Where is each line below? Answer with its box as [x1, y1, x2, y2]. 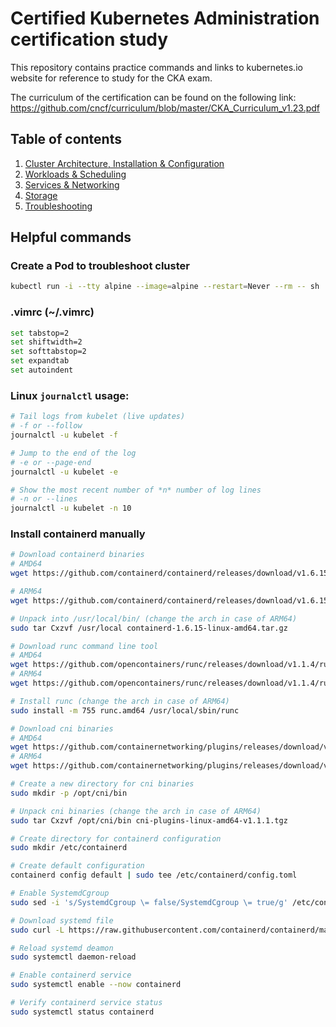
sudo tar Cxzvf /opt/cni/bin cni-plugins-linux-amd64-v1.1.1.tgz [10, 815, 288, 826]
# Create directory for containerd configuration [10, 833, 222, 844]
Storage [24, 189, 58, 201]
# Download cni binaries [10, 723, 114, 734]
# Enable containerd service [10, 970, 132, 981]
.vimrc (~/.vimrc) [10, 305, 95, 319]
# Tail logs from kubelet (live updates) [10, 412, 186, 422]
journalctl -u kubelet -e [10, 467, 118, 477]
